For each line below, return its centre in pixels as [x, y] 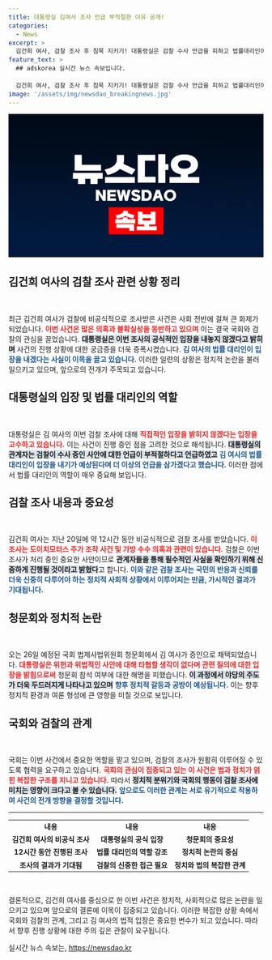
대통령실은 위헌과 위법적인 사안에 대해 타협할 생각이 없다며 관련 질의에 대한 [135, 665]
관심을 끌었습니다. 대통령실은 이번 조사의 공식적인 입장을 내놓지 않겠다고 [136, 339]
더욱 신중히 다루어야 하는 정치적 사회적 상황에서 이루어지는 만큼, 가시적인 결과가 [132, 580]
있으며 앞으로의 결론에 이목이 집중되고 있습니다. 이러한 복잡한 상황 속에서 [144, 911]
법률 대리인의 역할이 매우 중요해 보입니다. [82, 475]
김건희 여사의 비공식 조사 [51, 839]
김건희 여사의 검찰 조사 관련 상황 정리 [94, 282]
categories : [28, 26]
